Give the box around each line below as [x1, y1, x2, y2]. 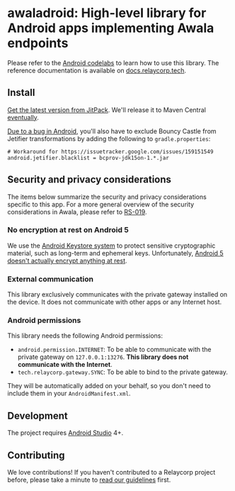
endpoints [7, 35, 69, 51]
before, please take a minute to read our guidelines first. [7, 475, 171, 484]
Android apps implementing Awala [7, 20, 214, 36]
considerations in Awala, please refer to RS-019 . [7, 207, 147, 216]
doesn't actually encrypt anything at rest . [7, 256, 127, 265]
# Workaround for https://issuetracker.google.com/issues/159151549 [7, 148, 214, 155]
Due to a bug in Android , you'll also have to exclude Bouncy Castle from [7, 126, 217, 136]
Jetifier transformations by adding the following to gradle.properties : [7, 134, 211, 143]
